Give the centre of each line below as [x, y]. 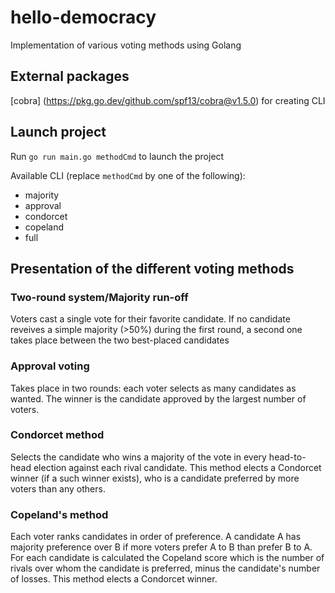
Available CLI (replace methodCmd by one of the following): [128, 175]
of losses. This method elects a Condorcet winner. [114, 579]
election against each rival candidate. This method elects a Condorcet [177, 467]
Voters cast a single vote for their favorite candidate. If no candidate [150, 319]
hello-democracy [83, 17]
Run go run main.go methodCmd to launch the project [117, 156]
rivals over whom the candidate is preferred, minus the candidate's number [165, 568]
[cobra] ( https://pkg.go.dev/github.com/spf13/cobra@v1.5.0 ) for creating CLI [168, 100]
